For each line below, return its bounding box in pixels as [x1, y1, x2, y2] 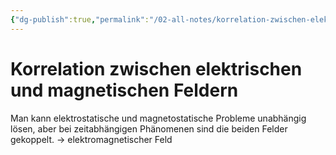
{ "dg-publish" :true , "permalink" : [10, 14, 150, 25]
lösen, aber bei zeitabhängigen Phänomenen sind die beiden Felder [10, 122, 288, 135]
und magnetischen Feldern [10, 79, 239, 101]
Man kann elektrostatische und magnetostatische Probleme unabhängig [10, 112, 307, 124]
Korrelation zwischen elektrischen [10, 57, 303, 80]
